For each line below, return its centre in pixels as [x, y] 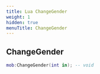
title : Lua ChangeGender [37, 11]
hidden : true [22, 22]
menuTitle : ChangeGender [37, 28]
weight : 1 [18, 17]
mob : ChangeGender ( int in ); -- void [50, 65]
